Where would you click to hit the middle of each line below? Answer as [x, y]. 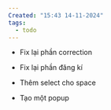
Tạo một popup [44, 98]
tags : [17, 23]
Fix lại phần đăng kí [51, 68]
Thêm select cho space [57, 82]
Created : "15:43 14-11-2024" [56, 15]
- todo [26, 30]
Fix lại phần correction [56, 53]
